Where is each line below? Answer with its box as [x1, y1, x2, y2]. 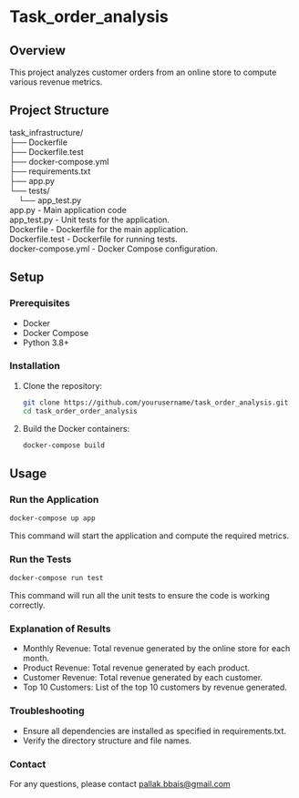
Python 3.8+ [22, 337, 70, 348]
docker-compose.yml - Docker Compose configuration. [9, 243, 219, 254]
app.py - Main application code [9, 204, 128, 215]
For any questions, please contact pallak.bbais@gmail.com [9, 779, 231, 790]
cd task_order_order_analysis [22, 406, 139, 415]
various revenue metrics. [9, 77, 103, 87]
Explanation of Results [9, 622, 111, 635]
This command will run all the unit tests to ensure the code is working [9, 590, 271, 601]
